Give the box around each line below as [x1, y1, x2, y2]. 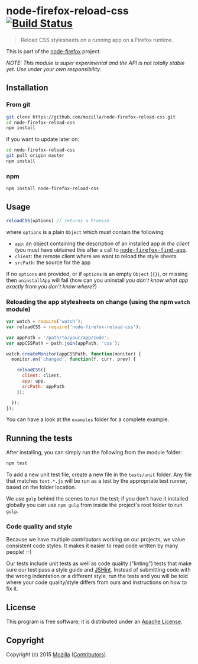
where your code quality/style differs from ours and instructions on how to [6, 579, 187, 586]
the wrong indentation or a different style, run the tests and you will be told [6, 573, 188, 580]
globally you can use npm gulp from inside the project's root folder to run [6, 502, 183, 509]
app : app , [21, 378, 46, 384]
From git [6, 101, 31, 109]
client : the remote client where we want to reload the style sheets [14, 252, 177, 259]
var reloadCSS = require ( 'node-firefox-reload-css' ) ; [6, 324, 142, 330]
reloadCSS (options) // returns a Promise [6, 217, 110, 223]
